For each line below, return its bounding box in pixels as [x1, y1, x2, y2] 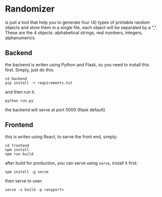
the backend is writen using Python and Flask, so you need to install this [5, 61, 149, 67]
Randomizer [5, 3, 55, 15]
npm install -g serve [5, 169, 49, 174]
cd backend [5, 76, 27, 81]
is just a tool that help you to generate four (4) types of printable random [5, 19, 150, 25]
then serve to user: [5, 178, 43, 183]
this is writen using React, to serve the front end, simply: [5, 134, 118, 139]
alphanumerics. [5, 35, 36, 41]
